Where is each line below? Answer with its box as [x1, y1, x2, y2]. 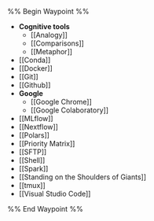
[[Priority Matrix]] [18, 139, 75, 148]
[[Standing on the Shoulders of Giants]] [18, 172, 147, 182]
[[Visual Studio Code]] [18, 189, 91, 198]
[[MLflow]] [18, 114, 53, 123]
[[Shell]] [18, 156, 46, 164]
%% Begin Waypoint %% [7, 7, 90, 16]
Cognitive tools [18, 22, 70, 31]
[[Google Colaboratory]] [30, 105, 109, 115]
